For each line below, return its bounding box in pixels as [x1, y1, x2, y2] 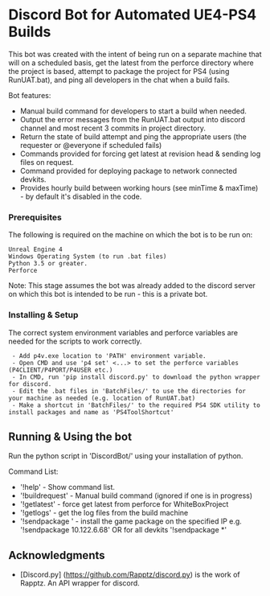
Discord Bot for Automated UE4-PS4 [8, 6, 257, 24]
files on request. [19, 157, 75, 166]
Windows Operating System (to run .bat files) [8, 253, 167, 261]
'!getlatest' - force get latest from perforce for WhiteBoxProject [19, 499, 229, 509]
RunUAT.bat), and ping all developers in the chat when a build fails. [8, 75, 231, 84]
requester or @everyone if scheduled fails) [19, 140, 162, 150]
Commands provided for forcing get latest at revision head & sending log [19, 149, 261, 158]
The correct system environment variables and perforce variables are [8, 327, 239, 337]
